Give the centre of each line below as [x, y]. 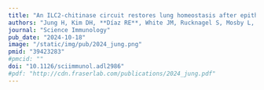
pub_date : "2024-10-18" [47, 37]
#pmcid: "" [26, 59]
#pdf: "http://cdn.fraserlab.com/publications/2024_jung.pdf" [112, 74]
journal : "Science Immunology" [59, 30]
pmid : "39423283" [37, 52]
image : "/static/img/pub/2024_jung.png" [75, 45]
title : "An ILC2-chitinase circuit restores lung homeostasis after [123, 15]
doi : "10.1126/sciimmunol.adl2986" [66, 67]
